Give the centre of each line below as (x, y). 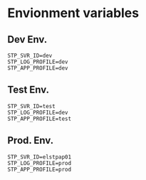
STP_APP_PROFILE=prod (40, 169)
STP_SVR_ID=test (31, 106)
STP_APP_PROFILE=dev (38, 68)
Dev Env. (27, 39)
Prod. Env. (31, 141)
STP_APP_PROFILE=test (40, 119)
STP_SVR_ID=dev (30, 55)
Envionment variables (73, 13)
